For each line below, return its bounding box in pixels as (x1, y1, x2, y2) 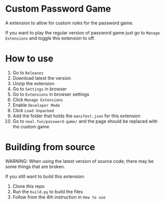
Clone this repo (12, 183, 45, 189)
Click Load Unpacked (12, 107, 54, 113)
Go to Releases (12, 70, 44, 76)
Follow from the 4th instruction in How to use (12, 194, 106, 200)
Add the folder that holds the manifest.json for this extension (12, 113, 141, 119)
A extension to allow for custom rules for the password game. (5, 20, 134, 26)
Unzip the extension (12, 80, 55, 86)
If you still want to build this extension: (5, 173, 85, 179)
